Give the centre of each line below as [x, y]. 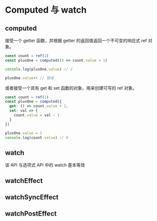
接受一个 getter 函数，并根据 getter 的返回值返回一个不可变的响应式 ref [76, 40]
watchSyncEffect [32, 197]
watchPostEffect [31, 214]
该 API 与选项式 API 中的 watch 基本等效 [45, 165]
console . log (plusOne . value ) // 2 [39, 69]
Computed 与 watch [46, 10]
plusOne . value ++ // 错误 [29, 78]
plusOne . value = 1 [24, 133]
